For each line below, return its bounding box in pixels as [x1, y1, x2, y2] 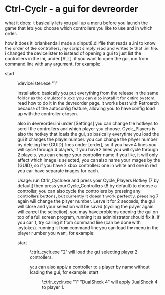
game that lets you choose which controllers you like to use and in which [5, 25, 153, 31]
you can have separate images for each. [17, 167, 99, 174]
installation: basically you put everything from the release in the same [17, 90, 159, 96]
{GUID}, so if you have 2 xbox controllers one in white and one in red [17, 162, 157, 168]
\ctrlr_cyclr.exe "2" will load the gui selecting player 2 [30, 249, 138, 255]
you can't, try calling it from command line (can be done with [17, 219, 141, 225]
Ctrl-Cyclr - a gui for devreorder [5, 3, 139, 15]
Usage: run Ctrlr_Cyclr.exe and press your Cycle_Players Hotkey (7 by [17, 177, 159, 183]
